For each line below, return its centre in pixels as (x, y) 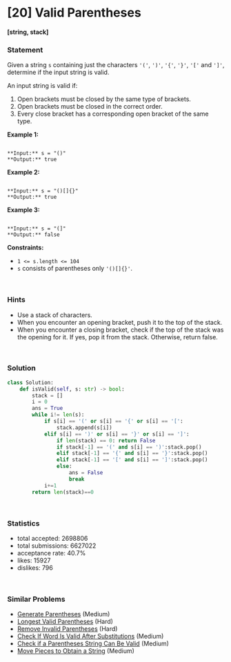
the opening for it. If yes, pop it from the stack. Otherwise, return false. (118, 337)
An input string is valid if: (42, 86)
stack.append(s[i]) (84, 427)
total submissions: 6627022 (57, 546)
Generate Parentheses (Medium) (63, 614)
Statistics (23, 523)
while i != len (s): (58, 415)
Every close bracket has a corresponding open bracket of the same (113, 114)
